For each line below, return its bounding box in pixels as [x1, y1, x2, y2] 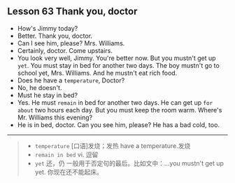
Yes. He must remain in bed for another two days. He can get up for [17, 98, 213, 107]
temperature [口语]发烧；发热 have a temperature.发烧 [34, 141, 191, 149]
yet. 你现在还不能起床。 [34, 168, 103, 176]
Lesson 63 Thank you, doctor [7, 6, 138, 17]
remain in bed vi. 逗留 [34, 150, 99, 159]
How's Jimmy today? [17, 24, 78, 32]
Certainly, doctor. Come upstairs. [17, 46, 113, 54]
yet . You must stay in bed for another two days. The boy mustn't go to [17, 61, 220, 69]
